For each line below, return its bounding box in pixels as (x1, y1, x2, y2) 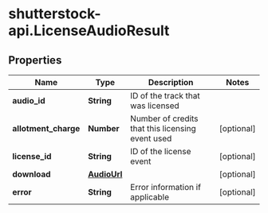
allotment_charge (12, 123, 81, 134)
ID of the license (130, 146, 191, 157)
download (12, 168, 51, 180)
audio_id (12, 95, 45, 106)
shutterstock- (8, 5, 101, 23)
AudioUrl (87, 168, 123, 180)
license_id (12, 151, 52, 161)
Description (148, 77, 194, 87)
